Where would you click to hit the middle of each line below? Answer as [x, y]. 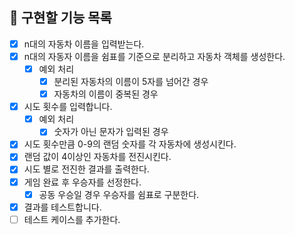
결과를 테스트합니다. [62, 207]
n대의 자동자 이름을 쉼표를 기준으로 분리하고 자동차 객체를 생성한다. [154, 56]
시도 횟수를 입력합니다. [68, 107]
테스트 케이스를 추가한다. [72, 219]
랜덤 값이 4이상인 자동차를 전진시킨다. [97, 157]
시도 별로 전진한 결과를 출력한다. [86, 169]
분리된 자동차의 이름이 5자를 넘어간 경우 [131, 81]
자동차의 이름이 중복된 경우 [106, 94]
